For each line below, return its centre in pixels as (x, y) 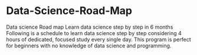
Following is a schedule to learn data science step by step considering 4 (94, 33)
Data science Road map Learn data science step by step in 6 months (90, 27)
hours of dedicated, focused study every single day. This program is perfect (99, 39)
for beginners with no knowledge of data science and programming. (89, 46)
